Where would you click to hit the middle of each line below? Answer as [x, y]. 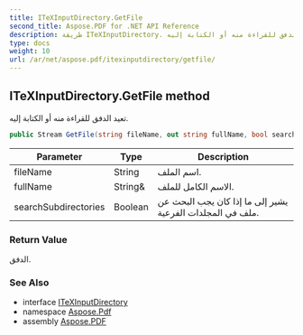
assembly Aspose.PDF [64, 321]
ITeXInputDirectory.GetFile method [110, 96]
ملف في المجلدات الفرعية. [208, 212]
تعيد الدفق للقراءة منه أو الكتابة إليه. [69, 117]
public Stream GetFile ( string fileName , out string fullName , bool [139, 135]
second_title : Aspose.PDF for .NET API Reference [105, 26]
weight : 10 [30, 51]
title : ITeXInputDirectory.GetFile [76, 18]
